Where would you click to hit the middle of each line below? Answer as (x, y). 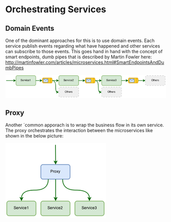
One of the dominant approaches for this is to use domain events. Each (80, 40)
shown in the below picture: (34, 136)
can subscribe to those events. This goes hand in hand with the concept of (84, 51)
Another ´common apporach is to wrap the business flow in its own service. (85, 125)
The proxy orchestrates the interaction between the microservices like (79, 130)
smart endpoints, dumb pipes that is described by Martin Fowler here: (79, 57)
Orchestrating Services (56, 9)
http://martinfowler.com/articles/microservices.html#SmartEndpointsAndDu (85, 62)
